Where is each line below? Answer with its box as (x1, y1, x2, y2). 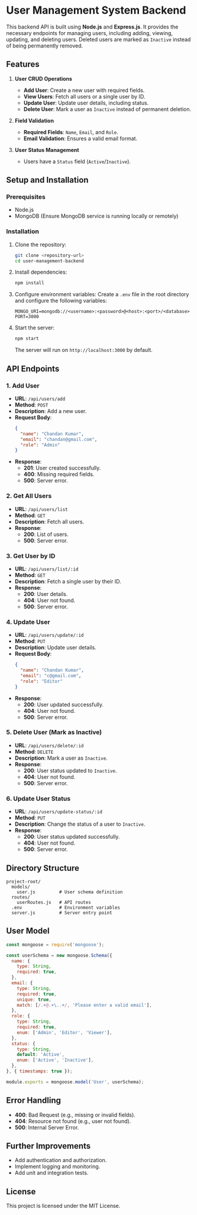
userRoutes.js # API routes (17, 899, 92, 905)
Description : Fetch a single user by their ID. (14, 578, 121, 585)
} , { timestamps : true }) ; (6, 1068, 73, 1074)
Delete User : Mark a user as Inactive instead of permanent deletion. (23, 105, 192, 113)
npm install (14, 280, 44, 286)
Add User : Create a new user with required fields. (23, 87, 145, 94)
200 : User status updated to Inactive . (23, 767, 117, 774)
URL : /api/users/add (14, 395, 66, 402)
